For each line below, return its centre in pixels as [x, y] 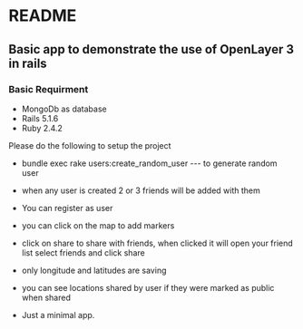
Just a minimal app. [58, 314]
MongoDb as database [64, 109]
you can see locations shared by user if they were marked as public [148, 287]
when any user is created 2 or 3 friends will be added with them [141, 190]
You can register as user [67, 208]
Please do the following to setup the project [90, 145]
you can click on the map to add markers [98, 225]
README [43, 16]
